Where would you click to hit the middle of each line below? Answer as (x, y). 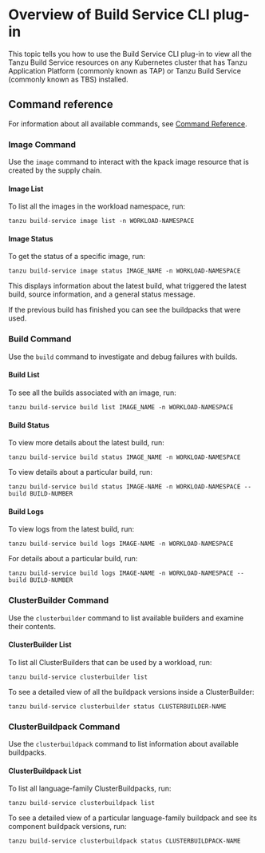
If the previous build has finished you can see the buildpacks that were (125, 310)
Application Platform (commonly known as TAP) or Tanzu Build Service (125, 70)
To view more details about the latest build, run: (87, 443)
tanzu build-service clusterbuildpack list (82, 803)
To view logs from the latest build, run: (71, 529)
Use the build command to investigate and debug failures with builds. (123, 357)
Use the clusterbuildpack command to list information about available (124, 744)
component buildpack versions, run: (67, 827)
